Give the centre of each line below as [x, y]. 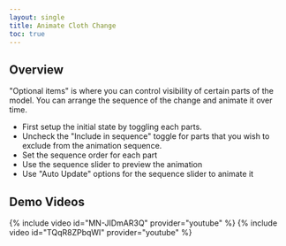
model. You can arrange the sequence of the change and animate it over [141, 100]
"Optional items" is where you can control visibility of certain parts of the [141, 91]
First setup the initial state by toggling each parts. [112, 127]
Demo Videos [47, 201]
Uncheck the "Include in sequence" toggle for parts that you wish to [146, 136]
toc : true [27, 34]
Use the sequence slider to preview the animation [112, 165]
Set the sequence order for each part [90, 155]
